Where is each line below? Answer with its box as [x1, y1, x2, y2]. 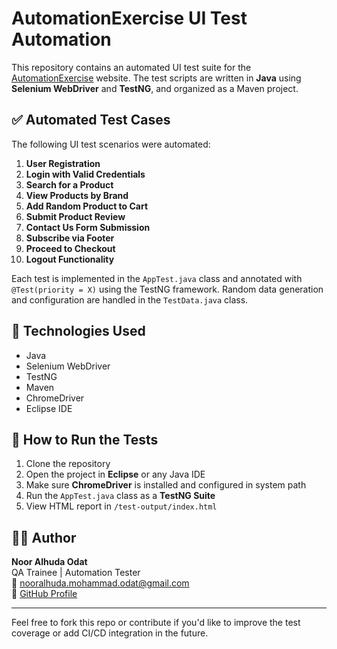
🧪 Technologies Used [11, 323, 146, 340]
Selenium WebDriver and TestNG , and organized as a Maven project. [11, 82, 299, 94]
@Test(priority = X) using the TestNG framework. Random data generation [11, 283, 324, 295]
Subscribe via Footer [25, 232, 115, 244]
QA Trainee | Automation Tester [11, 567, 141, 579]
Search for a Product [25, 178, 114, 191]
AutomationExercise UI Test [11, 7, 248, 30]
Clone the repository [25, 458, 111, 470]
